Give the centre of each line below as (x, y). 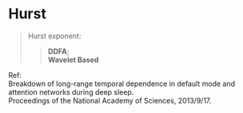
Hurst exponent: (54, 36)
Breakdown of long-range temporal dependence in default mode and (122, 84)
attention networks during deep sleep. (71, 92)
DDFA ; (58, 51)
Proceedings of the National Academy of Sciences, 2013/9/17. (110, 100)
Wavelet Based (73, 60)
